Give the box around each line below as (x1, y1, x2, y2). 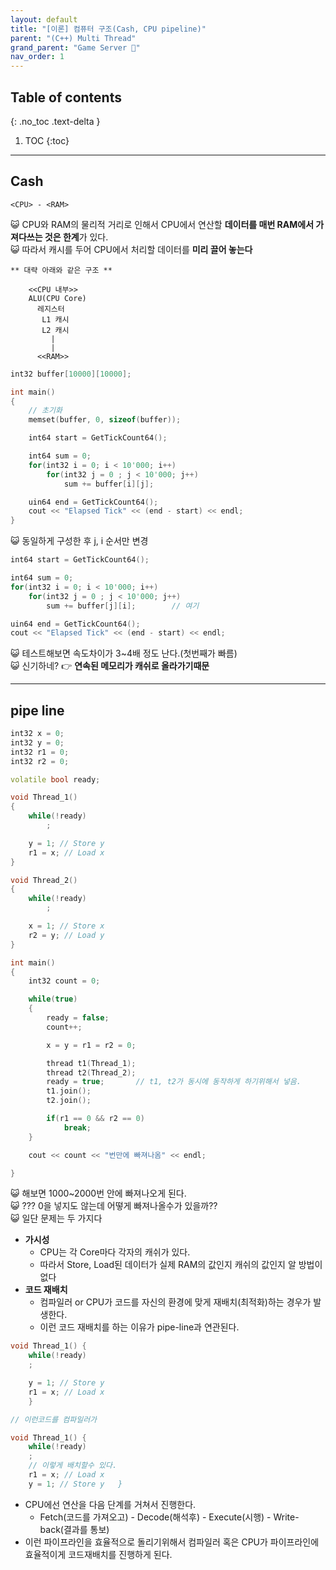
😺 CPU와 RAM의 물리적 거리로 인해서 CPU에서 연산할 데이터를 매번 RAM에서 (10, 218, 315, 230)
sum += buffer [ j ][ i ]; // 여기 (46, 601, 200, 611)
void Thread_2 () (10, 875, 78, 885)
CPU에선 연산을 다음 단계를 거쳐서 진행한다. (24, 1498, 197, 1510)
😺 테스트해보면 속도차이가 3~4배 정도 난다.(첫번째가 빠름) (10, 647, 238, 660)
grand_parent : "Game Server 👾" (10, 42, 141, 53)
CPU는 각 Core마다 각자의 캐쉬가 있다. (39, 1246, 191, 1258)
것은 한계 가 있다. (44, 231, 109, 243)
